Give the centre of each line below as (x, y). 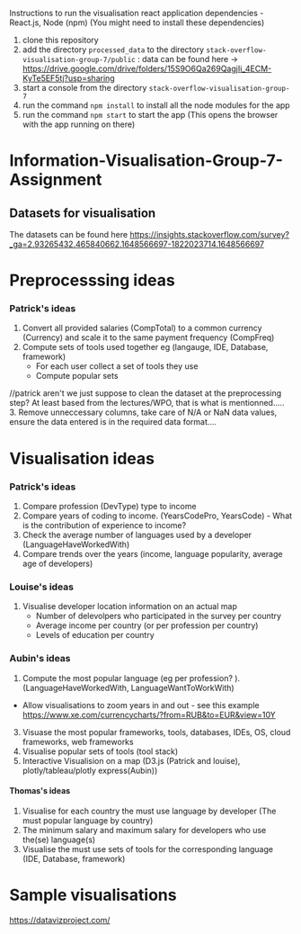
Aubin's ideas (40, 659)
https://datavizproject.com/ (60, 920)
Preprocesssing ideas (92, 280)
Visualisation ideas (82, 458)
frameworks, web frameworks (78, 741)
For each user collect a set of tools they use (117, 366)
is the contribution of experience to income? (104, 525)
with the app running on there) (79, 124)
